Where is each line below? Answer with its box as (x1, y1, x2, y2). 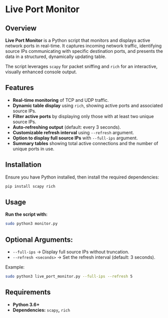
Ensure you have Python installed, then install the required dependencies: (5, 174, 159, 180)
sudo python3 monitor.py (5, 221, 58, 226)
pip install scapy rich (5, 184, 56, 189)
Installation (5, 160, 42, 169)
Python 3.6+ (12, 301, 40, 307)
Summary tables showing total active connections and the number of (12, 140, 158, 146)
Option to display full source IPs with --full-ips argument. (12, 135, 138, 141)
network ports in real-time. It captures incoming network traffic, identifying (5, 43, 162, 49)
